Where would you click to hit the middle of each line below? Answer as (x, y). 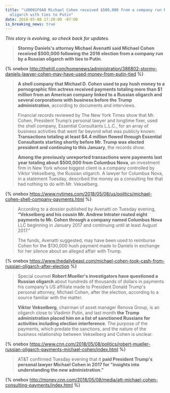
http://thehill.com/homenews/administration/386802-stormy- (93, 69)
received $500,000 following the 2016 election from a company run (90, 54)
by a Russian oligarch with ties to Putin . (60, 59)
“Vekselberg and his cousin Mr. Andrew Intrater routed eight (82, 214)
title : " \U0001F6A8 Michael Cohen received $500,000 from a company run (83, 10)
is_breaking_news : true (30, 24)
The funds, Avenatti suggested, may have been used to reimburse (86, 240)
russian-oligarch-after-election (37, 267)
